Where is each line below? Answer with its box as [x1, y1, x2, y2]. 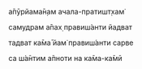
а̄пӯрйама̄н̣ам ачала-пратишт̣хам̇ [8, 7, 125, 16]
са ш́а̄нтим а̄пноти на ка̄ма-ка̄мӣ [8, 54, 123, 63]
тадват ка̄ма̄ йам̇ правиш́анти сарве [8, 38, 134, 47]
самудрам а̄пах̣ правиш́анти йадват [8, 22, 132, 31]
